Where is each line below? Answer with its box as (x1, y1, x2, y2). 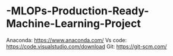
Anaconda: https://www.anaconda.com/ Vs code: (6, 36, 127, 43)
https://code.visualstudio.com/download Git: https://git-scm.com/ (6, 43, 167, 50)
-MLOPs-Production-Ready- (6, 4, 149, 18)
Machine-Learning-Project (6, 17, 141, 30)
